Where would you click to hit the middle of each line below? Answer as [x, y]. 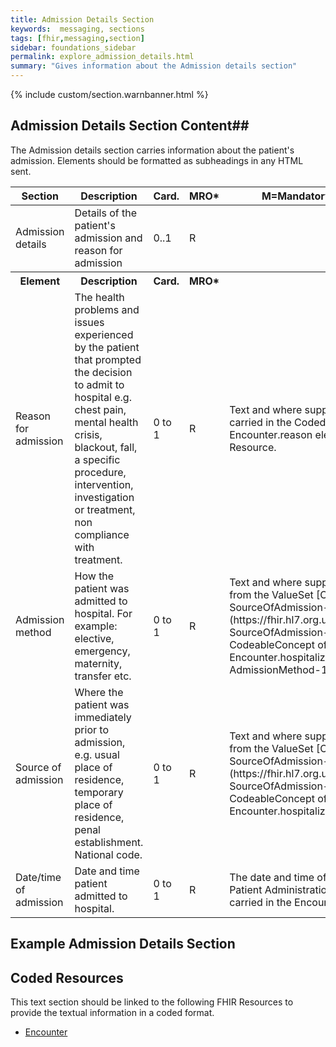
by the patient [107, 347]
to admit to [99, 384]
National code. [108, 854]
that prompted [108, 359]
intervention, [104, 484]
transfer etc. [103, 676]
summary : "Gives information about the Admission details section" [154, 66]
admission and [108, 238]
